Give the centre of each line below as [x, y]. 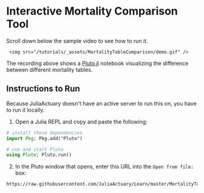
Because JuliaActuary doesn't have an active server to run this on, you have [102, 103]
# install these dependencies [45, 133]
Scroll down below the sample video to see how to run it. [77, 41]
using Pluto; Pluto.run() [39, 155]
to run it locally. [25, 110]
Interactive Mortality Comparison [92, 11]
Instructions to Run [43, 89]
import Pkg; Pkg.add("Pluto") [45, 138]
